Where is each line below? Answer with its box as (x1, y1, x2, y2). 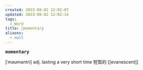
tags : (5, 16, 17, 21)
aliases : (5, 30, 24, 35)
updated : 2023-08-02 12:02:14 (5, 12, 69, 17)
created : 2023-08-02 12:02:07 (5, 7, 69, 12)
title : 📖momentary (5, 26, 44, 31)
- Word (10, 21, 24, 26)
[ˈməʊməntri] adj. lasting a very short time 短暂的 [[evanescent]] (5, 58, 139, 65)
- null (10, 35, 24, 40)
